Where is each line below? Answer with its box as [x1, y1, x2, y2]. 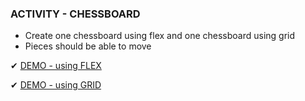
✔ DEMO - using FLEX [10, 60, 102, 72]
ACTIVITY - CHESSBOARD [10, 7, 141, 21]
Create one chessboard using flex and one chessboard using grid [24, 30, 296, 42]
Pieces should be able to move [24, 40, 152, 52]
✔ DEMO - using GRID [10, 79, 102, 91]
